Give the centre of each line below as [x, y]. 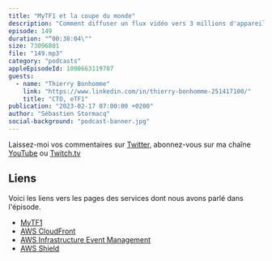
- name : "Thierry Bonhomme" [63, 83]
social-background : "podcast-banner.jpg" [79, 122]
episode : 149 [30, 31]
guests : [21, 76]
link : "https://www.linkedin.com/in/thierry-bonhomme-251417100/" [137, 91]
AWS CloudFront [48, 231]
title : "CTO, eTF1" [56, 99]
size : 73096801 [34, 46]
